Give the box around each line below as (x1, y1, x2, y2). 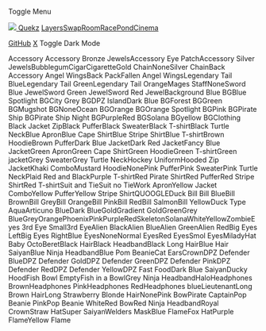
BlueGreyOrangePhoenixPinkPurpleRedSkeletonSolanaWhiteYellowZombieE (8, 214, 256, 223)
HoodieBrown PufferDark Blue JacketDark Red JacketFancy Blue (8, 138, 221, 148)
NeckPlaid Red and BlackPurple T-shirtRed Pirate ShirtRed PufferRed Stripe (8, 172, 255, 181)
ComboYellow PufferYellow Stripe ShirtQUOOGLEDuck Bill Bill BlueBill (8, 189, 236, 198)
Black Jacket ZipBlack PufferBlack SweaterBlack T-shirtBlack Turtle (8, 121, 230, 130)
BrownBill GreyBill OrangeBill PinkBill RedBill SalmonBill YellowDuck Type (8, 198, 246, 206)
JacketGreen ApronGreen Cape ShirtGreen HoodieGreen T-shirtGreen (8, 147, 237, 156)
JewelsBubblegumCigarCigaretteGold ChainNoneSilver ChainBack (8, 63, 226, 71)
